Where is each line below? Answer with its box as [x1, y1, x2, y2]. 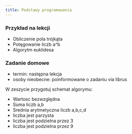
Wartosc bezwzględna [12, 96, 60, 102]
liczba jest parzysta [12, 113, 54, 119]
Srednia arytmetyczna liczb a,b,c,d [12, 107, 86, 113]
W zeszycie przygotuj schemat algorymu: [5, 86, 93, 92]
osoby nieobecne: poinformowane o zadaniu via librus [12, 76, 127, 83]
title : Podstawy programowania [5, 7, 72, 13]
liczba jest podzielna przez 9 [12, 123, 74, 129]
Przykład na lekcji [5, 24, 50, 31]
